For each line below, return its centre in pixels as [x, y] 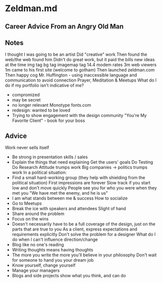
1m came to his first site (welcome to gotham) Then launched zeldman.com [80, 70]
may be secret [26, 100]
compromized [26, 95]
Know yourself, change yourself [44, 266]
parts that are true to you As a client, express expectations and [75, 229]
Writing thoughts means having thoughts [52, 250]
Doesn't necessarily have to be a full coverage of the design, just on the [84, 224]
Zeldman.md [31, 8]
